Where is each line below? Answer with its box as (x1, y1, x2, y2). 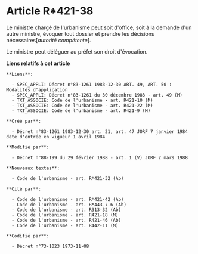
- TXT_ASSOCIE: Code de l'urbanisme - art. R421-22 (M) (11, 103, 153, 109)
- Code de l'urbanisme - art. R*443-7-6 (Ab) (11, 202, 127, 207)
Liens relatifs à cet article (6, 60, 70, 67)
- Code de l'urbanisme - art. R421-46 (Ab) (11, 217, 121, 223)
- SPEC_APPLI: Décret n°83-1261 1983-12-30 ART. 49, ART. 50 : (11, 82, 172, 88)
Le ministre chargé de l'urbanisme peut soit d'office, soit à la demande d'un (6, 24, 192, 31)
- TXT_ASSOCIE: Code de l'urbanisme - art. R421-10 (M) (11, 97, 153, 103)
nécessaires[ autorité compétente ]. (6, 36, 91, 44)
